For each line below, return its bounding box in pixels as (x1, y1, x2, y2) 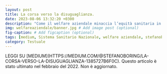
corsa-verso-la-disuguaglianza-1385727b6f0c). (5, 58, 121, 64)
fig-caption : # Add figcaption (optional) (5, 30, 94, 35)
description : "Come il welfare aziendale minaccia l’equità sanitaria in (5, 21, 162, 26)
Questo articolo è (121, 58, 157, 64)
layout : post (5, 7, 32, 12)
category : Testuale (5, 39, 46, 44)
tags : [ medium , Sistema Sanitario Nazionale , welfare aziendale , (5, 35, 143, 40)
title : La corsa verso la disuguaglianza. (5, 12, 94, 17)
